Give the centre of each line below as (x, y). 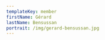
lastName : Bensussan (32, 22)
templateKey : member (32, 11)
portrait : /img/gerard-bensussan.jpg (53, 28)
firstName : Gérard (29, 17)
